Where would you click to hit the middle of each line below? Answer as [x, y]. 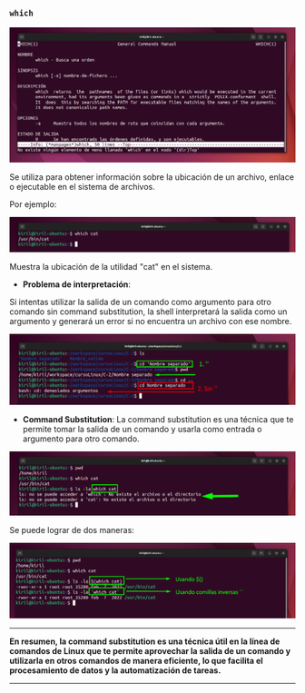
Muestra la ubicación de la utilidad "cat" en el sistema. [111, 267]
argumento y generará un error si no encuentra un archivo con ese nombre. [151, 322]
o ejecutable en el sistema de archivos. [83, 187]
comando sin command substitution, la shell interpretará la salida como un [148, 312]
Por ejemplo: [33, 204]
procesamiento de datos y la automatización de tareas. [115, 670]
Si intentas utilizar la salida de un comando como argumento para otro [141, 302]
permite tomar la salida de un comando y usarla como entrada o [142, 429]
